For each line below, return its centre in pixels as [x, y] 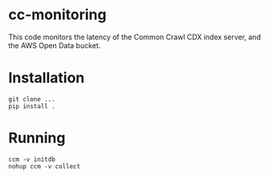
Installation [47, 78]
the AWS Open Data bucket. [55, 45]
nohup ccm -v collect [45, 166]
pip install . [32, 106]
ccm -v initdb [32, 159]
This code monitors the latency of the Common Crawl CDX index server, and [134, 37]
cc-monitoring [57, 15]
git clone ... [32, 99]
